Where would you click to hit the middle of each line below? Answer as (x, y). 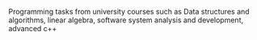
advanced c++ (33, 28)
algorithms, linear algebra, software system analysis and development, (126, 20)
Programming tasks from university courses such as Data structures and (129, 12)
